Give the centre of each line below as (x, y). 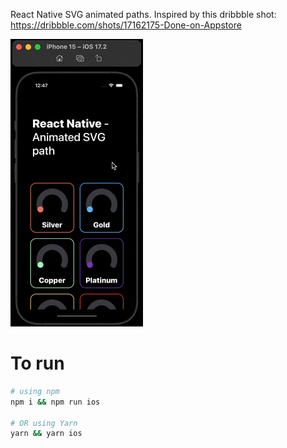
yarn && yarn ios (46, 434)
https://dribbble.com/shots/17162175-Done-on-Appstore (126, 25)
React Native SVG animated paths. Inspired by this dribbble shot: (143, 14)
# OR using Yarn (44, 423)
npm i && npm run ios (55, 402)
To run (37, 363)
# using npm (35, 391)
